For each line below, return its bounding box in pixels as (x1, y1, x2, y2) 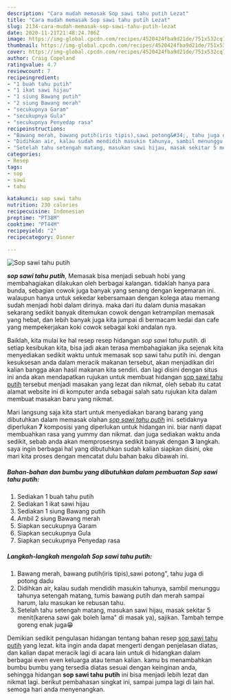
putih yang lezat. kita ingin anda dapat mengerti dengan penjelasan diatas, (7, 641, 218, 650)
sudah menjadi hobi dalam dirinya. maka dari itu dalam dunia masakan (7, 301, 206, 310)
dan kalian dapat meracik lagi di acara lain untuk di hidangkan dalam (7, 648, 201, 657)
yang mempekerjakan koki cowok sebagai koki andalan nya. (7, 323, 177, 331)
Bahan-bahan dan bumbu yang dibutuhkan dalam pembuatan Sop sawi (7, 467, 218, 476)
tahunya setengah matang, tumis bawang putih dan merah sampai (16, 591, 205, 600)
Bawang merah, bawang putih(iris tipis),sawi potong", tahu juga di (16, 569, 204, 578)
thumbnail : (7, 42, 38, 49)
